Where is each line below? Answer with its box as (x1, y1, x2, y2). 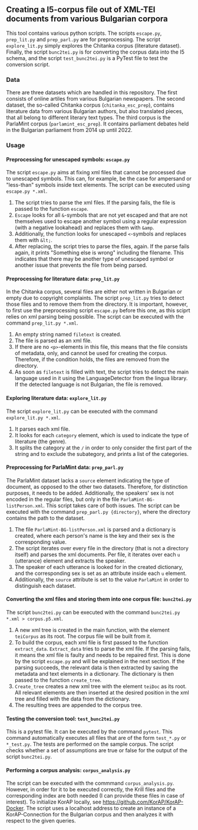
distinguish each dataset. (14, 582, 76, 589)
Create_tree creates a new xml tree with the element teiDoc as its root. (14, 683, 187, 690)
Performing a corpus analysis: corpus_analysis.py (6, 766, 131, 773)
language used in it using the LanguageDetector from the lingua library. (14, 375, 188, 382)
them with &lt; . (14, 237, 53, 244)
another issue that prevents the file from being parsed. (14, 262, 147, 269)
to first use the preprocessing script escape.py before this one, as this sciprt (6, 307, 190, 314)
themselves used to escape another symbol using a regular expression (14, 218, 187, 225)
